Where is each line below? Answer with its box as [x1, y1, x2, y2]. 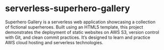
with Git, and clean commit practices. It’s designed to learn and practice [5, 34, 151, 40]
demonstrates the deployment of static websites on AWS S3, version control [5, 29, 160, 35]
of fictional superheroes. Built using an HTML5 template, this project [5, 24, 143, 30]
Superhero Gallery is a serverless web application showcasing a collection [5, 19, 156, 25]
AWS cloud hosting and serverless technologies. [5, 39, 104, 45]
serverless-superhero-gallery [5, 3, 130, 14]
